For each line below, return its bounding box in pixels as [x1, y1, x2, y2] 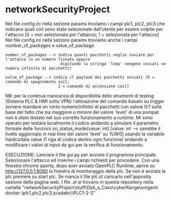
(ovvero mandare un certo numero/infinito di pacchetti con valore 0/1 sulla [5, 104, 162, 110]
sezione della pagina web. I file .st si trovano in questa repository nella [5, 178, 154, 185]
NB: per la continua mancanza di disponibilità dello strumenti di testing [5, 92, 154, 98]
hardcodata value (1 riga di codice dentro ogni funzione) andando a [5, 136, 147, 142]
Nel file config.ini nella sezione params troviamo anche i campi [5, 37, 138, 43]
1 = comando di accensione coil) [58, 84, 130, 89]
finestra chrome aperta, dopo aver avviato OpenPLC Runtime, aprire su [5, 163, 155, 169]
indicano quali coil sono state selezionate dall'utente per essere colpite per [5, 26, 163, 32]
